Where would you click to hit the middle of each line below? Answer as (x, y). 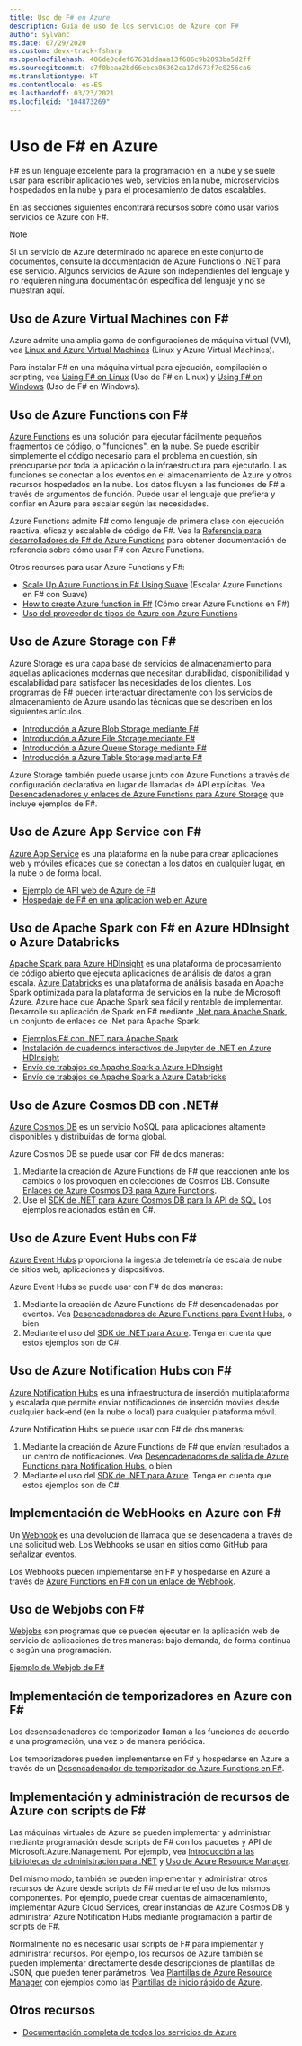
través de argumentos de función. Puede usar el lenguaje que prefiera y (142, 494)
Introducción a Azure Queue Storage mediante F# (114, 748)
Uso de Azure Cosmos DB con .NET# (114, 1105)
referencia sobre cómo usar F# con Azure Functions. (107, 550)
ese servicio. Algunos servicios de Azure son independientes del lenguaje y (150, 271)
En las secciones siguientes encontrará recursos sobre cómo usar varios (144, 207)
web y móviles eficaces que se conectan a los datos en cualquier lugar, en (147, 863)
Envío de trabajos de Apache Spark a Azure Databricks (124, 1077)
